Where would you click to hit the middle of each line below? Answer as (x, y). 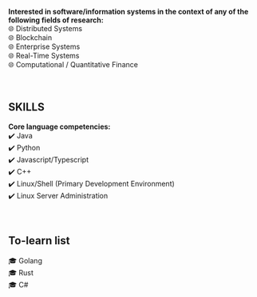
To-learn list (39, 241)
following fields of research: (56, 20)
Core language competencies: (59, 126)
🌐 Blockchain (30, 38)
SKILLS (27, 107)
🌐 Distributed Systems (45, 28)
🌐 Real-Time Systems (44, 56)
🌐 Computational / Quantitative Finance (73, 64)
